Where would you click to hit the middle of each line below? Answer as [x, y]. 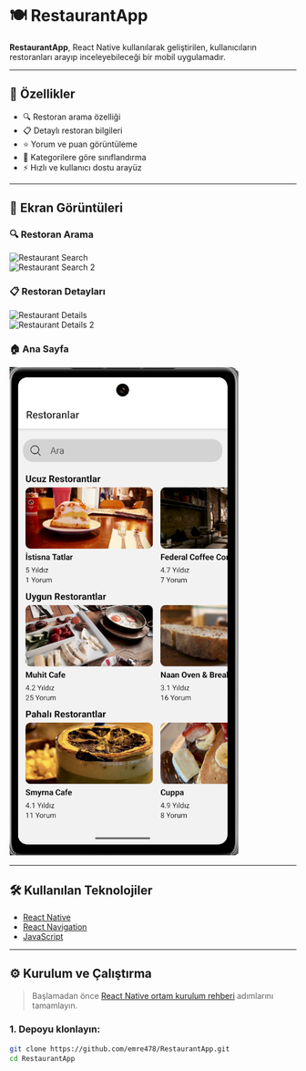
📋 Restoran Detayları [58, 292]
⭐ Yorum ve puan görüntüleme [80, 144]
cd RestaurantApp [42, 1058]
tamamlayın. [55, 1005]
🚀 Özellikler [42, 94]
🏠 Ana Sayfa [40, 348]
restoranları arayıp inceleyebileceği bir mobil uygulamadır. [117, 57]
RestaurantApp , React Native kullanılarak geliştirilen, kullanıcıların [133, 47]
